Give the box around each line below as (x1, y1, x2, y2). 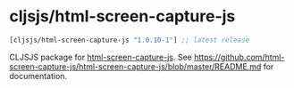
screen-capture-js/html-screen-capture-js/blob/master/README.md (9, 60, 262, 72)
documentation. (9, 70, 68, 81)
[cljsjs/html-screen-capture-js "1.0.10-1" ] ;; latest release (9, 36, 250, 44)
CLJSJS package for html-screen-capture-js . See (9, 52, 192, 62)
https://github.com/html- (193, 52, 285, 62)
